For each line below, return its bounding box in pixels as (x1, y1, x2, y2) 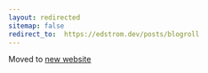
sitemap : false (8, 21, 65, 30)
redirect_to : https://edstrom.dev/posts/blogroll (8, 29, 200, 38)
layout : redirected (8, 12, 81, 22)
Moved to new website (8, 54, 92, 65)
